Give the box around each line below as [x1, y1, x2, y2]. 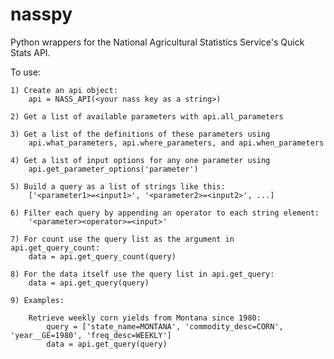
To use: [10, 66, 42, 78]
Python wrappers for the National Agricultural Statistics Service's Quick [10, 36, 305, 48]
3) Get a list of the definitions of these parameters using [10, 129, 271, 139]
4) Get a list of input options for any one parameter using [10, 155, 271, 165]
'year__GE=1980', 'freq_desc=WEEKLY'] [10, 330, 172, 340]
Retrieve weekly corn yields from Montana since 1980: [28, 313, 262, 323]
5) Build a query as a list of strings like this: [10, 181, 226, 192]
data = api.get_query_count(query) [28, 251, 177, 262]
